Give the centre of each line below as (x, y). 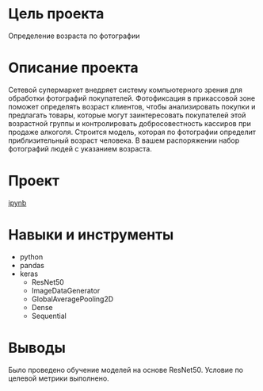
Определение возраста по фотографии (74, 36)
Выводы (37, 348)
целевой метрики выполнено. (59, 378)
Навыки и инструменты (91, 235)
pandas (32, 265)
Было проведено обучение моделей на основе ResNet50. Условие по (126, 370)
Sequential (49, 316)
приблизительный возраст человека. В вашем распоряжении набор (124, 140)
